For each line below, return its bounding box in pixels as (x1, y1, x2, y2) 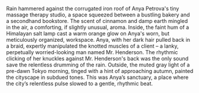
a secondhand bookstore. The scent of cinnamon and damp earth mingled (6, 18, 188, 24)
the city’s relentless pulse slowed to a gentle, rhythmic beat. (6, 80, 153, 87)
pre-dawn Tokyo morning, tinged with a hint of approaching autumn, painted (6, 68, 194, 74)
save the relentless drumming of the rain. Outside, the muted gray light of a (6, 61, 190, 68)
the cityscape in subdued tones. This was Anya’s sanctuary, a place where (6, 74, 189, 81)
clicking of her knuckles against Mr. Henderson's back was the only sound (6, 55, 189, 62)
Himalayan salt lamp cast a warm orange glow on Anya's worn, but (6, 30, 170, 37)
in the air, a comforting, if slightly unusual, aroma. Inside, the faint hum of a (6, 24, 189, 31)
